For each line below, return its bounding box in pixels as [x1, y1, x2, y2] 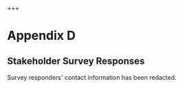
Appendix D [7, 28, 76, 43]
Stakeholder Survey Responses [7, 55, 145, 67]
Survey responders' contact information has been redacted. [7, 74, 177, 81]
